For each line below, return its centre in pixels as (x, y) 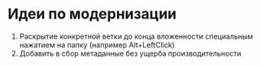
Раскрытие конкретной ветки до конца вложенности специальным (136, 36)
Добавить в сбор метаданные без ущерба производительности (130, 53)
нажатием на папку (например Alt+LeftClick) (97, 44)
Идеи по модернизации (92, 14)
